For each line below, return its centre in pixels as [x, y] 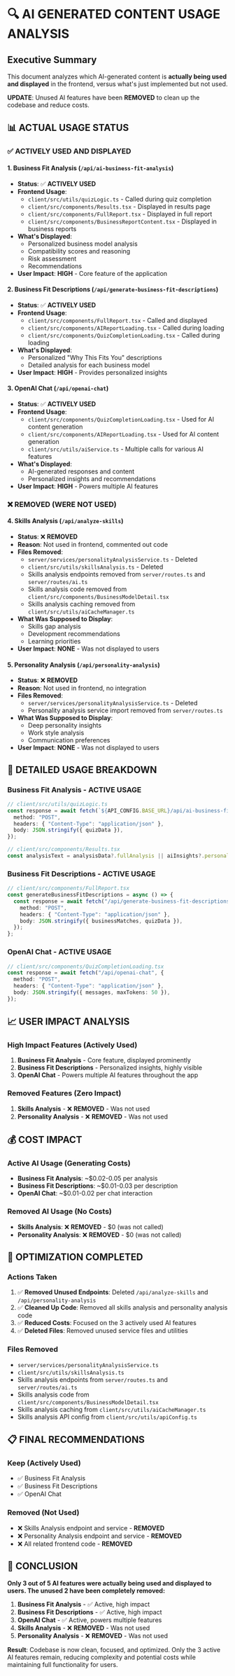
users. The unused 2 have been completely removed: [86, 1591]
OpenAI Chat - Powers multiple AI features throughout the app [108, 1075]
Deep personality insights [65, 726]
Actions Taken [32, 1277]
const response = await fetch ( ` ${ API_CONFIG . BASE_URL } [89, 810]
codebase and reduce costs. [48, 105]
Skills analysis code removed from [77, 589]
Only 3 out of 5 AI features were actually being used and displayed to [109, 1583]
